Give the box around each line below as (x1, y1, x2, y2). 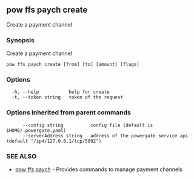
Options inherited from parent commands (6, 108, 132, 117)
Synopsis (6, 36, 35, 44)
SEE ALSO (6, 152, 37, 160)
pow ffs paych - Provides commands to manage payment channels (15, 166, 183, 173)
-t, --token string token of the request (12, 94, 123, 100)
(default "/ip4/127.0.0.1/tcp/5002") (6, 138, 102, 144)
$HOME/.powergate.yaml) (6, 127, 67, 134)
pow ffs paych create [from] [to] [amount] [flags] (6, 62, 139, 68)
